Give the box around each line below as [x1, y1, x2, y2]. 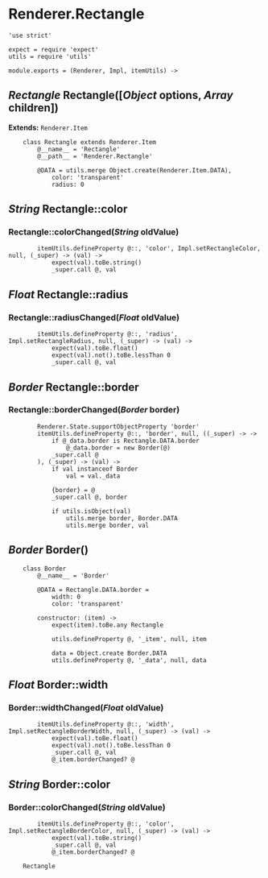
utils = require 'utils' [8, 52, 92, 60]
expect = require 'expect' [8, 45, 99, 53]
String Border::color [8, 777, 111, 791]
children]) [8, 101, 59, 115]
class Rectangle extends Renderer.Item [23, 138, 157, 146]
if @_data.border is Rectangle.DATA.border [51, 437, 200, 445]
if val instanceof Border [51, 465, 138, 473]
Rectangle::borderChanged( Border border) [8, 404, 180, 416]
